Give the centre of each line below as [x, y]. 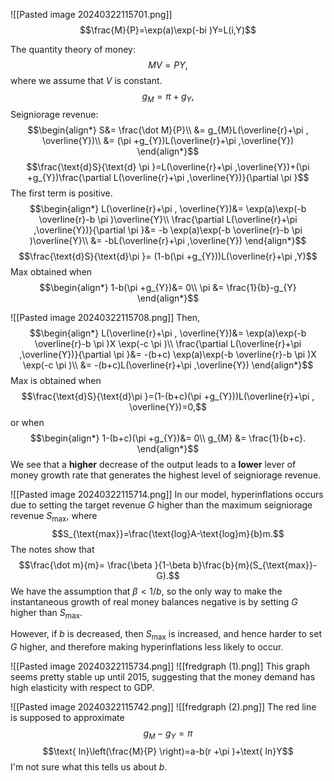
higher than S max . [46, 613]
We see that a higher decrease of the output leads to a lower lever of [153, 464]
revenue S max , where [54, 516]
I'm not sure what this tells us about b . [89, 766]
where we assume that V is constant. [86, 80]
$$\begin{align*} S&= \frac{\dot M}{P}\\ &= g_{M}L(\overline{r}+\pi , [168, 130]
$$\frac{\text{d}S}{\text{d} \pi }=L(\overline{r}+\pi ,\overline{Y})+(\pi [168, 166]
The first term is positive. [61, 193]
